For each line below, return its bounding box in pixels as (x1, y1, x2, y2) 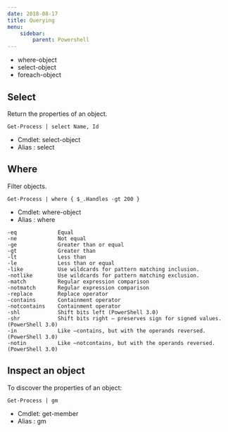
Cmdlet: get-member (17, 409, 79, 418)
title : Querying (7, 17, 55, 24)
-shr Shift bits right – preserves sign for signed (7, 315, 197, 322)
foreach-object (17, 71, 61, 79)
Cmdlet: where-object (17, 208, 82, 216)
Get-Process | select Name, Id (7, 123, 99, 130)
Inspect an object (7, 365, 86, 377)
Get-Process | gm (7, 397, 58, 404)
